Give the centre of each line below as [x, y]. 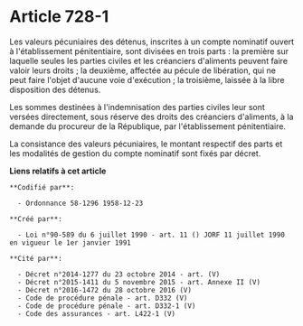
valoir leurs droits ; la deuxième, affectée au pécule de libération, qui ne [142, 70]
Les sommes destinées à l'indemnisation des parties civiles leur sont [137, 107]
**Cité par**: [36, 258]
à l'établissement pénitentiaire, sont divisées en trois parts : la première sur [149, 51]
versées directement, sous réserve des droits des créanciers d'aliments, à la [151, 116]
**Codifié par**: [42, 187]
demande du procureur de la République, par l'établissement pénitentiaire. [148, 126]
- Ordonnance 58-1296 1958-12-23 [80, 203]
